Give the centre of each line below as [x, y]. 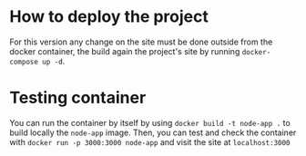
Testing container [78, 98]
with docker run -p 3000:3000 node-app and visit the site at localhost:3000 [150, 141]
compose [24, 62]
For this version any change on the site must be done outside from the [141, 42]
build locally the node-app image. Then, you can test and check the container [153, 132]
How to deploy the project [109, 17]
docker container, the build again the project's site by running [125, 51]
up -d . [54, 61]
